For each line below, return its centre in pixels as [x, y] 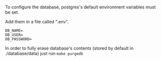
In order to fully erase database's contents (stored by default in [69, 48]
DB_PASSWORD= [19, 39]
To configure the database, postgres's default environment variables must [80, 7]
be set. [12, 12]
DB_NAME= [14, 31]
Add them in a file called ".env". [37, 22]
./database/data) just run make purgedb [44, 53]
